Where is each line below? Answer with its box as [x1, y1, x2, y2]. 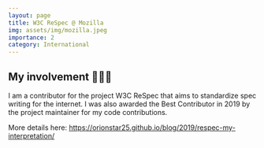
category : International [8, 41, 90, 49]
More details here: [8, 123, 68, 132]
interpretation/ [8, 131, 55, 140]
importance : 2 [8, 33, 55, 42]
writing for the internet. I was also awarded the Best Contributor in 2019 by [8, 99, 251, 109]
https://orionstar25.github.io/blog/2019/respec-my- [69, 123, 236, 132]
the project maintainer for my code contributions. [8, 107, 168, 117]
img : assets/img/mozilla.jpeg [8, 26, 108, 34]
